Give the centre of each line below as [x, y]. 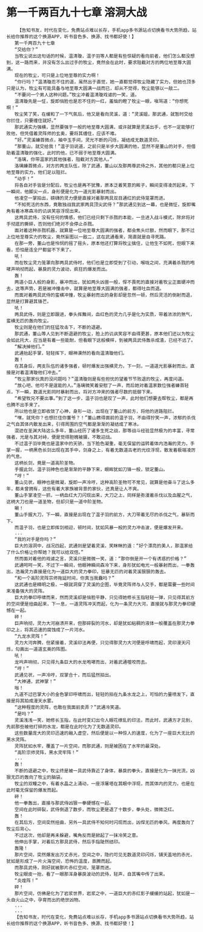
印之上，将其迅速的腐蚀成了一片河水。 [47, 630]
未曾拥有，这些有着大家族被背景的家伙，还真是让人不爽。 [81, 489]
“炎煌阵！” [26, 880]
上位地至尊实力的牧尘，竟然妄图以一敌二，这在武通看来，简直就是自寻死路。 [88, 237]
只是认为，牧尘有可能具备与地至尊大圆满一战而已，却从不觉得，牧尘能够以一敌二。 [94, 88]
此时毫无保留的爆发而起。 [33, 790]
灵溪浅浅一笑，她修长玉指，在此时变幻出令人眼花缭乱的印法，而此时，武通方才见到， [105, 720]
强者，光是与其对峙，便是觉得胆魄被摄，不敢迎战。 [61, 437]
